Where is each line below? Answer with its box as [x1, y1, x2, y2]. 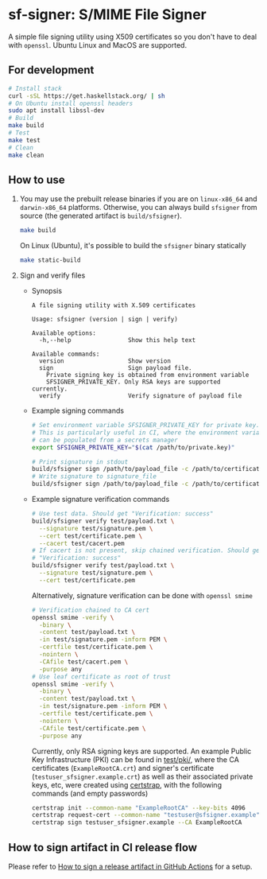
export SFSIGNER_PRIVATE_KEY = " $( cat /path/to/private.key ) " [31, 443, 235, 451]
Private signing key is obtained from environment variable [46, 371, 250, 379]
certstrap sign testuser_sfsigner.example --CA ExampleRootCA [31, 819, 242, 826]
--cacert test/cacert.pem [38, 539, 125, 547]
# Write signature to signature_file [31, 473, 157, 480]
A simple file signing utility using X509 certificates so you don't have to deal [8, 32, 257, 41]
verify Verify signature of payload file [38, 392, 242, 400]
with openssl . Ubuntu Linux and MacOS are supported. [8, 40, 188, 49]
